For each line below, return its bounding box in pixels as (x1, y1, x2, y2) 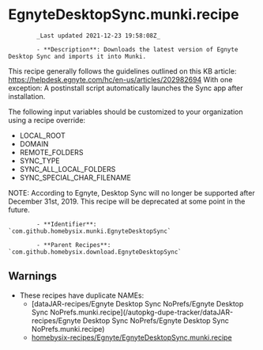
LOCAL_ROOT (19, 131, 66, 140)
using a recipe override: (8, 115, 85, 124)
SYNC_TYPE (19, 156, 61, 165)
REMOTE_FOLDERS (19, 147, 84, 157)
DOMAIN (19, 139, 49, 148)
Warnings (8, 269, 58, 283)
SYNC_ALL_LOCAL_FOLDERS (19, 164, 116, 173)
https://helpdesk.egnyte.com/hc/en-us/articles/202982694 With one (8, 74, 233, 84)
